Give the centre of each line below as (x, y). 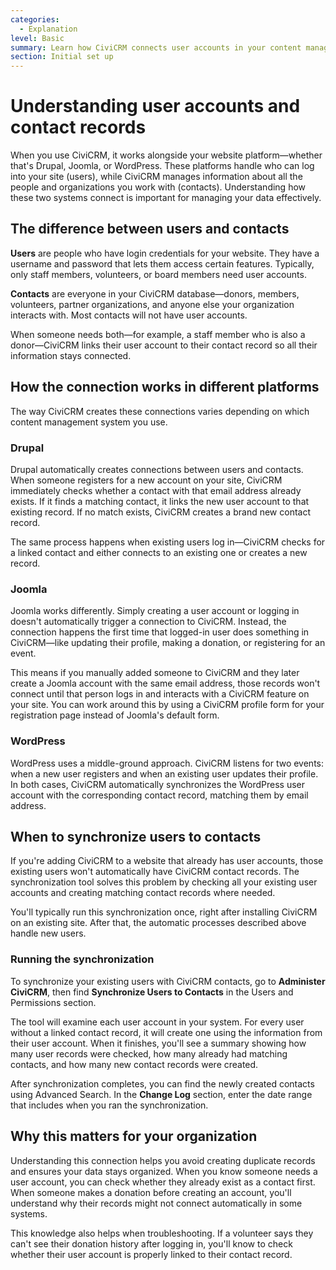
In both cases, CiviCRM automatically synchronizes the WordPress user (157, 784)
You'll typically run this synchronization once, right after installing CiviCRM (164, 912)
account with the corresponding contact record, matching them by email (159, 795)
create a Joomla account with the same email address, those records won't (165, 683)
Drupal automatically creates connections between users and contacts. (157, 469)
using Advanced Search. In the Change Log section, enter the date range (161, 1094)
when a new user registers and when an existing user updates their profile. (164, 773)
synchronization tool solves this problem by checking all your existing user (164, 882)
